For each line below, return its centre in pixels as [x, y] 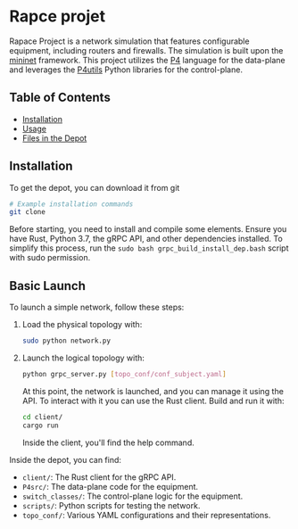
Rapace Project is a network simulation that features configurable [129, 41]
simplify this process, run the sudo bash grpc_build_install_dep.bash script [149, 248]
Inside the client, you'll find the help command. [108, 442]
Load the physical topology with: [82, 325]
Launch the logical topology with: [83, 358]
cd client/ [42, 417]
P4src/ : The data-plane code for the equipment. [110, 486]
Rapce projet [58, 17]
